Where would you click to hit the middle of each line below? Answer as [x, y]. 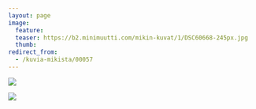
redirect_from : [33, 52]
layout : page [30, 15]
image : [19, 23]
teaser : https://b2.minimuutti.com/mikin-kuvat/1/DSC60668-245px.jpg [132, 38]
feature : [30, 30]
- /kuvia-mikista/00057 [54, 60]
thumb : [26, 45]
